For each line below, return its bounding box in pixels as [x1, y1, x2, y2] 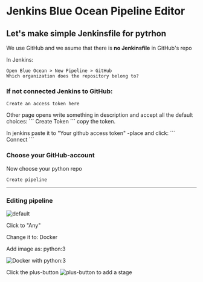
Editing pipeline [6, 196, 53, 205]
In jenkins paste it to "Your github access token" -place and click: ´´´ [6, 130, 175, 137]
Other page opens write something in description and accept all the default [6, 111, 193, 119]
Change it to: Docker [6, 233, 58, 240]
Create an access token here [6, 101, 80, 107]
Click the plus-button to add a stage [6, 268, 132, 276]
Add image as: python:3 [6, 245, 66, 252]
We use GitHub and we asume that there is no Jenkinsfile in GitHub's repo [6, 44, 192, 51]
